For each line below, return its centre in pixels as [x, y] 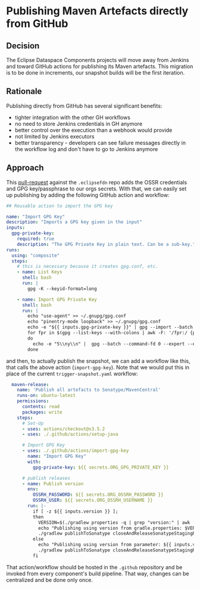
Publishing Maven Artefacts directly [97, 11]
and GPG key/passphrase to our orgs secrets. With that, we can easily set [96, 189]
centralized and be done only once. [50, 579]
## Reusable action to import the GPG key [60, 206]
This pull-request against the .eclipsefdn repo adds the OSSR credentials [97, 182]
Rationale [24, 92]
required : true [36, 239]
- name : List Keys [40, 272]
